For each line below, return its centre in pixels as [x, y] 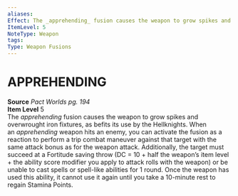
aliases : [20, 14]
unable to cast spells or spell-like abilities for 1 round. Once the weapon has [118, 169]
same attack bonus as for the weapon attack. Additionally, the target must [116, 147]
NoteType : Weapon [33, 34]
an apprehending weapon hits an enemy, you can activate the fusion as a [115, 131]
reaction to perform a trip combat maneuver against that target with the [112, 139]
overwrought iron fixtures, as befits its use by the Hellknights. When [107, 124]
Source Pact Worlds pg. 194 [49, 102]
